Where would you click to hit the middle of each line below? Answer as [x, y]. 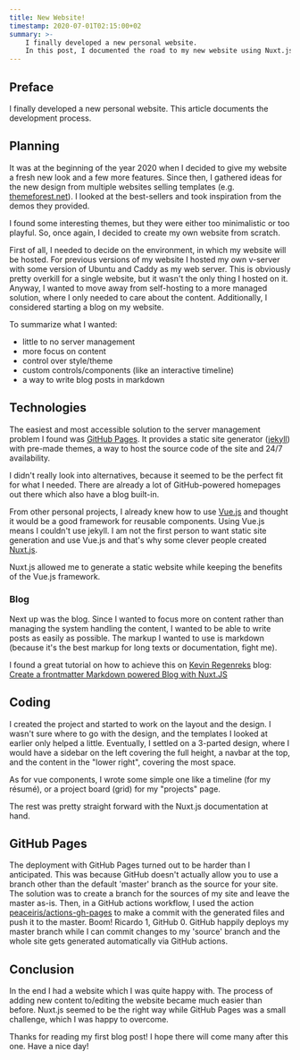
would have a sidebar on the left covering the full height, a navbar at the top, [150, 752]
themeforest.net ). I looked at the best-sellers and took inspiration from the [146, 196]
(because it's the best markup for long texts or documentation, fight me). [143, 647]
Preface [32, 87]
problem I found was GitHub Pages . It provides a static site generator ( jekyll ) [150, 438]
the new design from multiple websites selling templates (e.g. [122, 187]
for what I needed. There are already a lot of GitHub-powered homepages [145, 485]
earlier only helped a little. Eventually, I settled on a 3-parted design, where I [150, 742]
